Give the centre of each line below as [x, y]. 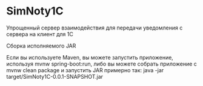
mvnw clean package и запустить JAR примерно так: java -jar [85, 70]
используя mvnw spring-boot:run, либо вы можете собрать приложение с [101, 64]
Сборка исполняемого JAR [41, 46]
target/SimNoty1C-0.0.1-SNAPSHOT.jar [55, 76]
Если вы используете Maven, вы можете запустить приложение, [90, 57]
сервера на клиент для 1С [40, 34]
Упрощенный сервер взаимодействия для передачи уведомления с [95, 28]
